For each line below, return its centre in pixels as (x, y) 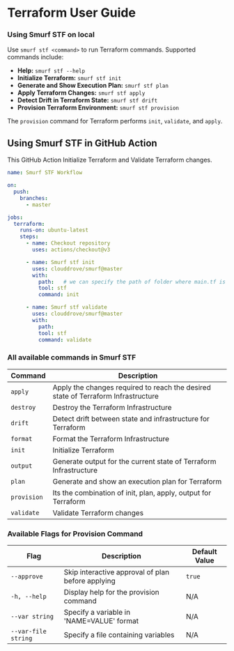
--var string (32, 617)
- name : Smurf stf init (60, 262)
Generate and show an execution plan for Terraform (137, 481)
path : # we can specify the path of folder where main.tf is (132, 282)
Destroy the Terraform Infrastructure (112, 407)
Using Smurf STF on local (51, 35)
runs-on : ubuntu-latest (54, 230)
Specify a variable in (97, 613)
